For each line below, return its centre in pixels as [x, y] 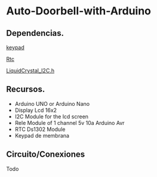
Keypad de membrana [42, 135]
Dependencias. [35, 33]
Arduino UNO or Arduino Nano [52, 103]
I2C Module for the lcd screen [51, 116]
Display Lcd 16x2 [36, 110]
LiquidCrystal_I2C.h [30, 71]
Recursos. [26, 89]
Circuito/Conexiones [46, 155]
